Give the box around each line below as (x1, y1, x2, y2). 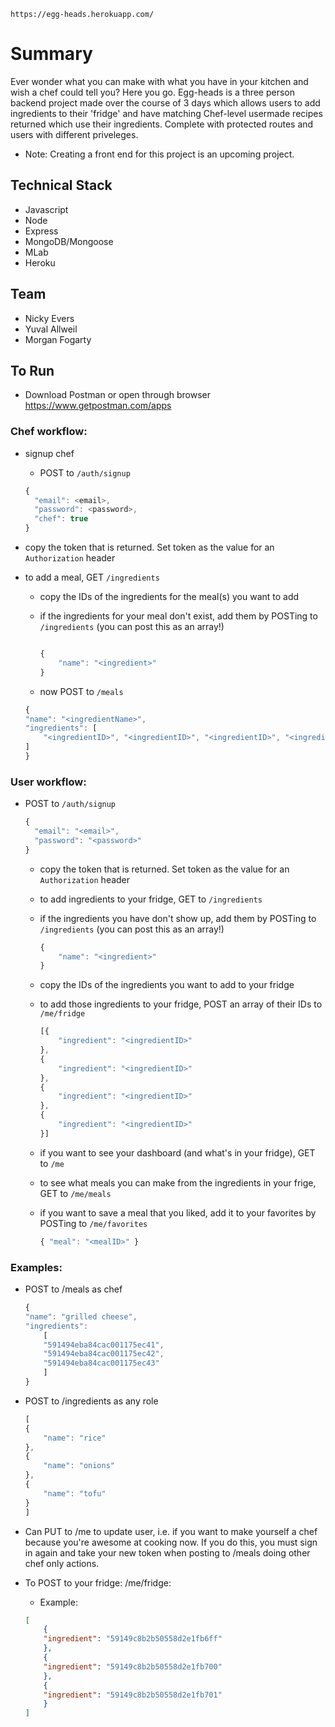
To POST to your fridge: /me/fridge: (24, 1576, 172, 1589)
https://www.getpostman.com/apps (24, 400, 172, 412)
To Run (10, 362, 55, 379)
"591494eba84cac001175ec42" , (43, 1349, 165, 1359)
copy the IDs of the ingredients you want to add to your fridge (39, 979, 295, 991)
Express (24, 225, 59, 237)
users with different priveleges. (10, 128, 139, 140)
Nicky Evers (24, 312, 75, 324)
